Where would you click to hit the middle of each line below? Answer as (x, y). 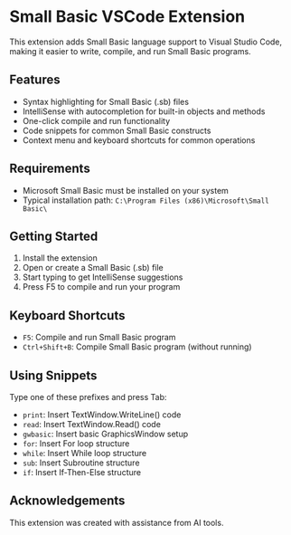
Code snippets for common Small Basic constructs (117, 130)
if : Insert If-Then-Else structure (82, 472)
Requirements (50, 169)
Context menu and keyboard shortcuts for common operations (139, 140)
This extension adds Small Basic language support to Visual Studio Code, (146, 42)
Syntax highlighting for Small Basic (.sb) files (106, 101)
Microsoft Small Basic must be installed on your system (125, 190)
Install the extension (60, 258)
